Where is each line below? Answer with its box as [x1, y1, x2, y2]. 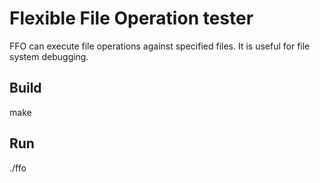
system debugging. [9, 50, 89, 62]
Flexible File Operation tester [9, 7, 254, 30]
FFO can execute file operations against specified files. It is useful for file [9, 40, 311, 52]
